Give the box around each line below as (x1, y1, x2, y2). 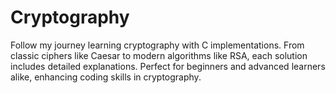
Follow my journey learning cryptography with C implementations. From (10, 39, 305, 51)
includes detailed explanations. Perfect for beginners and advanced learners (10, 60, 326, 72)
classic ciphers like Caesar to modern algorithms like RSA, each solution (10, 49, 308, 61)
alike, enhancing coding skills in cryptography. (10, 71, 202, 83)
